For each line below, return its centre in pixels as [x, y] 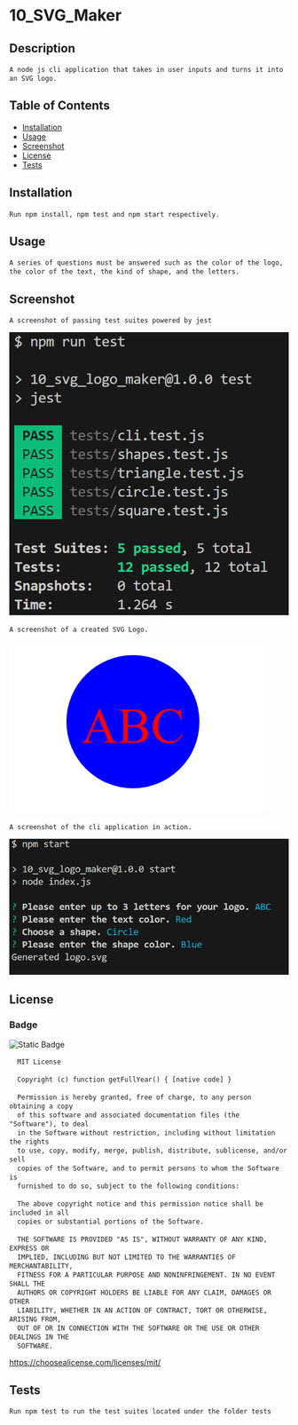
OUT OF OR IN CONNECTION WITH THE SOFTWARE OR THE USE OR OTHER [138, 1328]
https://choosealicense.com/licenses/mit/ [85, 1362]
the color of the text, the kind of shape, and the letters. [125, 272]
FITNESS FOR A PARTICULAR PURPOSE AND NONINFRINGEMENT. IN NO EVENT [146, 1275]
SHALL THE [27, 1284]
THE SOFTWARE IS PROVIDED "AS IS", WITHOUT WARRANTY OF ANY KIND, [142, 1239]
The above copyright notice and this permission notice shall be [141, 1204]
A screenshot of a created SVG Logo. [79, 630]
